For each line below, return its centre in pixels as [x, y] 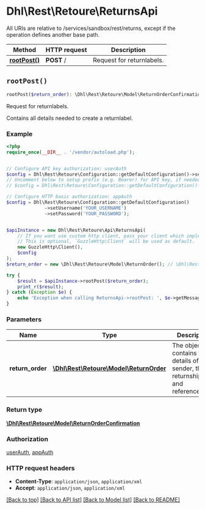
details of [185, 361]
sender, [183, 368]
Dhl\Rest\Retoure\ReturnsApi [82, 11]
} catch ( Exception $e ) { [39, 292]
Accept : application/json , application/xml [70, 488]
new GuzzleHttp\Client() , [50, 247]
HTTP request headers [41, 468]
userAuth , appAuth [30, 452]
